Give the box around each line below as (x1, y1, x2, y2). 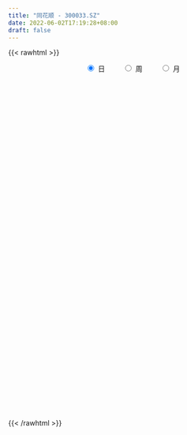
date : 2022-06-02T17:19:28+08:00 (8, 19, 118, 27)
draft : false (8, 26, 51, 34)
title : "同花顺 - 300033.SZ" (8, 11, 101, 20)
